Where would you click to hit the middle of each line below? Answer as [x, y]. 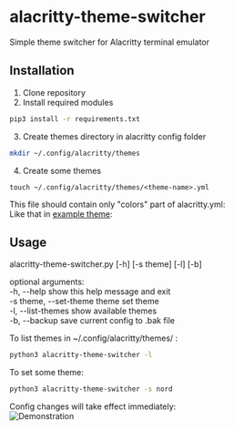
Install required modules [68, 102]
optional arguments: [47, 282]
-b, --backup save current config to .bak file [92, 321]
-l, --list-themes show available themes [83, 311]
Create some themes [62, 170]
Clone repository [54, 92]
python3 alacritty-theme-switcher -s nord [91, 389]
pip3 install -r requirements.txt [75, 119]
